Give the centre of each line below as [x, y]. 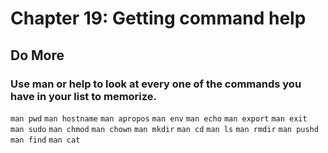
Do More [37, 55]
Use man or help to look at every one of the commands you [156, 84]
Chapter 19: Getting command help [158, 18]
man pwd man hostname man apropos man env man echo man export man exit [159, 118]
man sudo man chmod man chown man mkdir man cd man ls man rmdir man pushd [164, 129]
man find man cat [45, 140]
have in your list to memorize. [84, 96]
